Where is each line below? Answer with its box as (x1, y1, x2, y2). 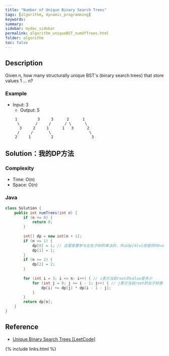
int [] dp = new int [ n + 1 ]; (23, 234, 82, 239)
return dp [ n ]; (23, 300, 53, 305)
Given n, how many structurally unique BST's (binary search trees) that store (5, 72, 164, 78)
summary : (5, 21, 24, 27)
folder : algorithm (5, 36, 44, 41)
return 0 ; (32, 220, 53, 225)
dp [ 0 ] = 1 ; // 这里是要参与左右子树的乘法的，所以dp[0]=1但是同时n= (32, 243, 163, 248)
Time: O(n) (12, 176, 35, 182)
